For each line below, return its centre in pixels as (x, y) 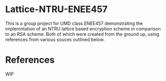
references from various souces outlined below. (55, 39)
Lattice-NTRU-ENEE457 (56, 9)
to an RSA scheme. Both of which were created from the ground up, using (82, 34)
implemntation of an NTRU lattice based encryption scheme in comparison (83, 28)
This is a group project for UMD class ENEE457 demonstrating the (74, 23)
